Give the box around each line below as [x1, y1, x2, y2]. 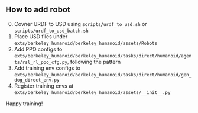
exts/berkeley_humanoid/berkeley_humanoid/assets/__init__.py [14, 89, 171, 95]
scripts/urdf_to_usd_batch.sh [14, 28, 89, 34]
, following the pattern [67, 58, 121, 65]
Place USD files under [14, 33, 68, 40]
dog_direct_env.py [14, 77, 60, 83]
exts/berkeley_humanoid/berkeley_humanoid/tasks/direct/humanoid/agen [14, 53, 192, 59]
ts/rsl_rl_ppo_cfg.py [14, 59, 67, 65]
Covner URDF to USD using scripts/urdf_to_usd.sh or [14, 20, 147, 27]
